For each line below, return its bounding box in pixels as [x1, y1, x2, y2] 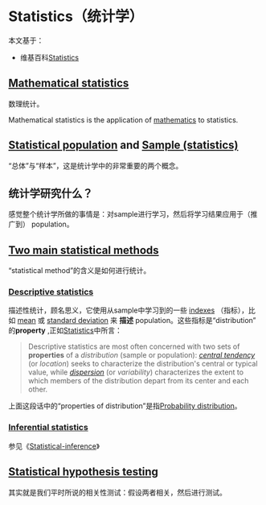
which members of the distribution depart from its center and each [27, 376, 249, 386]
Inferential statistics [8, 422, 88, 433]
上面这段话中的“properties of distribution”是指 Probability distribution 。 [8, 401, 243, 411]
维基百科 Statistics [19, 52, 80, 62]
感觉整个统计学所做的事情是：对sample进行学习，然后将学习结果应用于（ [8, 209, 251, 219]
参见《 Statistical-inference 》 [8, 441, 100, 451]
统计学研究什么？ [8, 186, 93, 200]
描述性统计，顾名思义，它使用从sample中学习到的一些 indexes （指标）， [8, 305, 249, 315]
